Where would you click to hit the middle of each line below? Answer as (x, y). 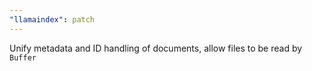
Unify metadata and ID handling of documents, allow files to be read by (156, 48)
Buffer (23, 57)
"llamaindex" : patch (52, 19)
